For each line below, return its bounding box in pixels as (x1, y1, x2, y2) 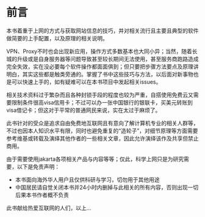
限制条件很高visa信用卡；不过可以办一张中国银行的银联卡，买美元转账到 (11, 98, 193, 106)
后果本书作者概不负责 (15, 191, 69, 199)
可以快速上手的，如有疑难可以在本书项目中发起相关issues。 (11, 78, 162, 86)
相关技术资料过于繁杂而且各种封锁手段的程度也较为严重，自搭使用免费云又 (6, 91, 193, 98)
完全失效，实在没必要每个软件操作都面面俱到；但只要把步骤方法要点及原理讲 (6, 62, 199, 70)
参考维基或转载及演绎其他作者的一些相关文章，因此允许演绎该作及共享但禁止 (6, 134, 199, 142)
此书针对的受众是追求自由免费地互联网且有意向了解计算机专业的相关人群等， (6, 119, 199, 127)
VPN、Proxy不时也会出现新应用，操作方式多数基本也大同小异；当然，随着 (6, 47, 192, 55)
